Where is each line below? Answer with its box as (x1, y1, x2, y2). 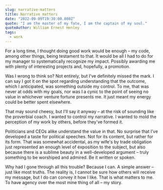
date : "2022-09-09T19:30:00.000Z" (5, 16, 76, 21)
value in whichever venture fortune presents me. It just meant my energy (5, 94, 151, 99)
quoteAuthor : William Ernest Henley (5, 25, 80, 30)
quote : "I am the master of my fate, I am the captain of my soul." (5, 21, 147, 26)
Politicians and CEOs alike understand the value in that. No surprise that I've (5, 128, 158, 134)
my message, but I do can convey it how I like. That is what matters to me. (5, 174, 154, 180)
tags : (5, 30, 16, 35)
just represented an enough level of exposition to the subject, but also (5, 144, 145, 150)
